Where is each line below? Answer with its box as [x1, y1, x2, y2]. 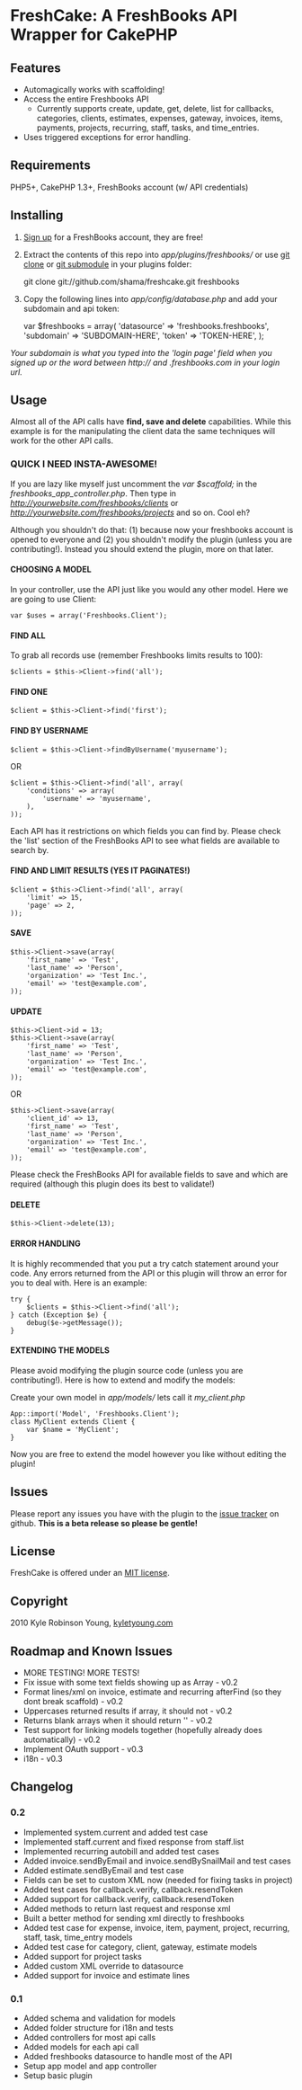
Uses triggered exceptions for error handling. [22, 132, 191, 142]
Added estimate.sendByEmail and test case [22, 1864, 185, 1875]
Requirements [10, 158, 91, 173]
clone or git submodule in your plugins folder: [22, 258, 192, 270]
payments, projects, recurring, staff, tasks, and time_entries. [36, 122, 260, 133]
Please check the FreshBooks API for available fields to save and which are [10, 1170, 289, 1180]
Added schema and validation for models [22, 2013, 176, 2023]
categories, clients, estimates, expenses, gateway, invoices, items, [36, 113, 283, 123]
